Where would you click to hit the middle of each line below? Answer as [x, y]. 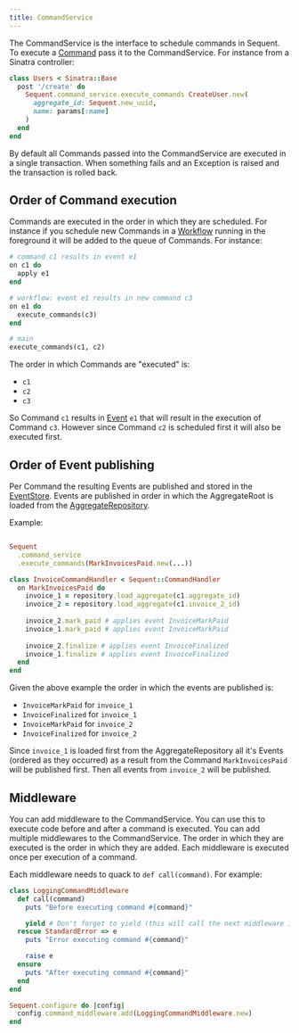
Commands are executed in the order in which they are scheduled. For [138, 222]
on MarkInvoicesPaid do [61, 588]
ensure [29, 964]
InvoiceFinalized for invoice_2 [80, 733]
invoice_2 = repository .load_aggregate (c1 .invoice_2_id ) [133, 604]
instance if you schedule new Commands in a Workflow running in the [137, 231]
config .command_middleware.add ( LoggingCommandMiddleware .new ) [135, 1013]
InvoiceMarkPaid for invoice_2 [77, 724]
